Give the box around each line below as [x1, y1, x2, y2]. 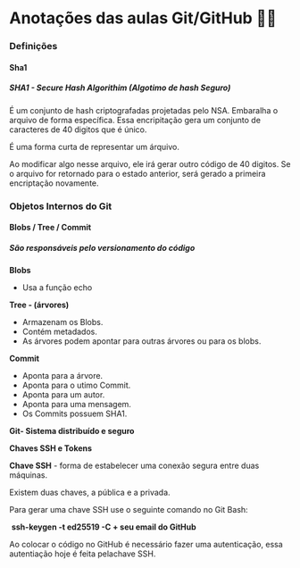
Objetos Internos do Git [9, 200, 112, 213]
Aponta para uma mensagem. [21, 399, 132, 410]
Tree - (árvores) [9, 299, 70, 311]
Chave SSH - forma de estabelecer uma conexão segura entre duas [9, 460, 260, 472]
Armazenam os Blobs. [21, 317, 104, 328]
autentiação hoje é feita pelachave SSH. [9, 548, 156, 559]
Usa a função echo [21, 282, 93, 293]
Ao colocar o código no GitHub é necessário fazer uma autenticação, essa [9, 539, 283, 550]
